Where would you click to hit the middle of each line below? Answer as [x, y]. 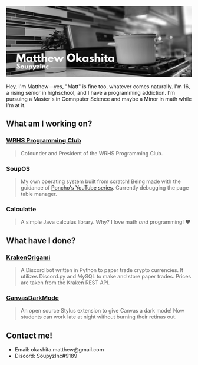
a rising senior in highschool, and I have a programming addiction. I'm [91, 92]
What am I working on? [49, 124]
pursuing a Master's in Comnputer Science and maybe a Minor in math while [99, 99]
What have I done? [41, 240]
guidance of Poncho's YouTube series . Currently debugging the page [105, 187]
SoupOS [18, 168]
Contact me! [29, 335]
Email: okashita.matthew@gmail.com [59, 350]
